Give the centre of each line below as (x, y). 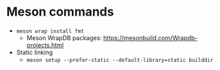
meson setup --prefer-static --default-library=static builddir (120, 60)
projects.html (45, 45)
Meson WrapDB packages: (64, 37)
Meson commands (60, 12)
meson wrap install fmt (50, 31)
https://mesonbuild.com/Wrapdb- (150, 37)
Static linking (35, 52)
